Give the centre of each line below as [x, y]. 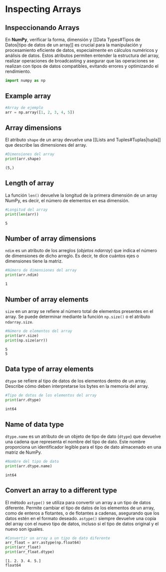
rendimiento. [18, 71]
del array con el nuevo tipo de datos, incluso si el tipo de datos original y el [82, 524]
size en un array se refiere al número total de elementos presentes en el [79, 311]
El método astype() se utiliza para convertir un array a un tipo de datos [78, 502]
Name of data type [34, 425]
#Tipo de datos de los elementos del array [51, 395]
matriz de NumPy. [24, 452]
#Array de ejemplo [24, 108]
